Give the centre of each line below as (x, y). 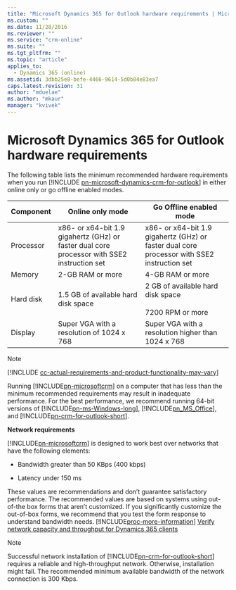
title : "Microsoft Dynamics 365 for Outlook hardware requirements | (111, 14)
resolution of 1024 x (92, 332)
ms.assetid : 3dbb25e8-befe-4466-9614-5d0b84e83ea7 (83, 79)
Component (31, 211)
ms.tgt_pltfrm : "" (34, 54)
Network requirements (41, 429)
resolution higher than (181, 332)
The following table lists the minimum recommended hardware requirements (118, 175)
